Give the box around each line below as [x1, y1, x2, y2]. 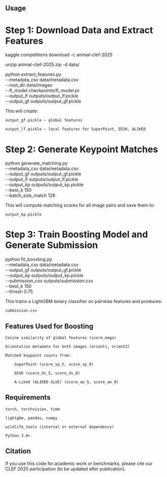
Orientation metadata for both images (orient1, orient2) [5, 344, 130, 350]
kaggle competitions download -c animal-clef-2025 [5, 52, 113, 58]
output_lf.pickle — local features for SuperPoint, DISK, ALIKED [5, 126, 146, 132]
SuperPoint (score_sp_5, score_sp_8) [14, 362, 94, 367]
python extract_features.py [5, 71, 62, 77]
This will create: [5, 108, 38, 114]
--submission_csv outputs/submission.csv [5, 278, 94, 284]
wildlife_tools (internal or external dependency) [5, 424, 114, 429]
